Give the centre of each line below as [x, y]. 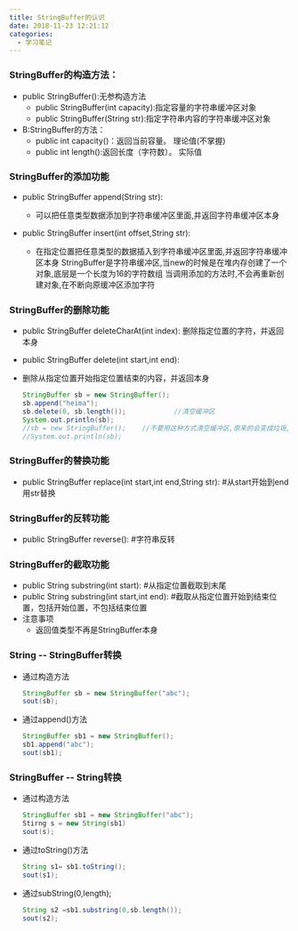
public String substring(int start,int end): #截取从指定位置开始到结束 [145, 597]
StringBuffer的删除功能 [59, 309]
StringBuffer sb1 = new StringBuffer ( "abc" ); [108, 815]
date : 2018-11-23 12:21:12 [59, 26]
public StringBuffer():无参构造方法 [84, 96]
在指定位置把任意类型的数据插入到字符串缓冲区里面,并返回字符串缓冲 [161, 251]
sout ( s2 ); [40, 918]
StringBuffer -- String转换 [65, 777]
